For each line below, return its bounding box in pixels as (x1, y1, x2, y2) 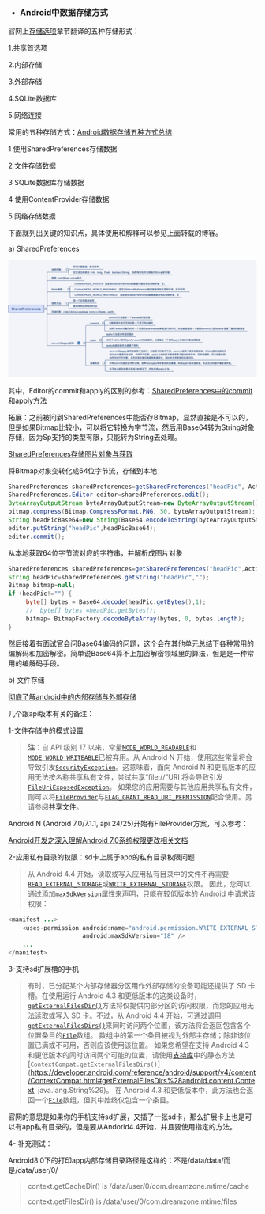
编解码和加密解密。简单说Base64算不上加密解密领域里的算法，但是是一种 (8, 648, 248, 658)
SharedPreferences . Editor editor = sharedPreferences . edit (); (8, 491, 211, 499)
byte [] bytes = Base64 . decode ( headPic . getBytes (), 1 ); (25, 598, 207, 606)
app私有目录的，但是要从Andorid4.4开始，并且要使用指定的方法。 (21, 1122, 237, 1132)
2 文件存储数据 (8, 161, 57, 171)
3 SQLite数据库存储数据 (8, 178, 85, 188)
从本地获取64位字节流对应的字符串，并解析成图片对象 (8, 548, 183, 557)
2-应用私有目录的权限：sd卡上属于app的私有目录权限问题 (8, 852, 195, 862)
